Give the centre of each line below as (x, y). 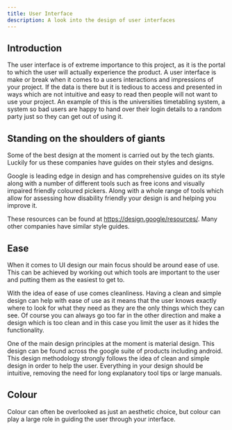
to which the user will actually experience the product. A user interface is (112, 72)
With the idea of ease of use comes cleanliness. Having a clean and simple (114, 293)
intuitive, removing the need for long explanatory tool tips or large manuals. (115, 373)
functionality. (26, 330)
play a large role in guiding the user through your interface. (91, 419)
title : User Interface (40, 14)
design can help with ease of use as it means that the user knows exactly (112, 300)
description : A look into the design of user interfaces (91, 20)
